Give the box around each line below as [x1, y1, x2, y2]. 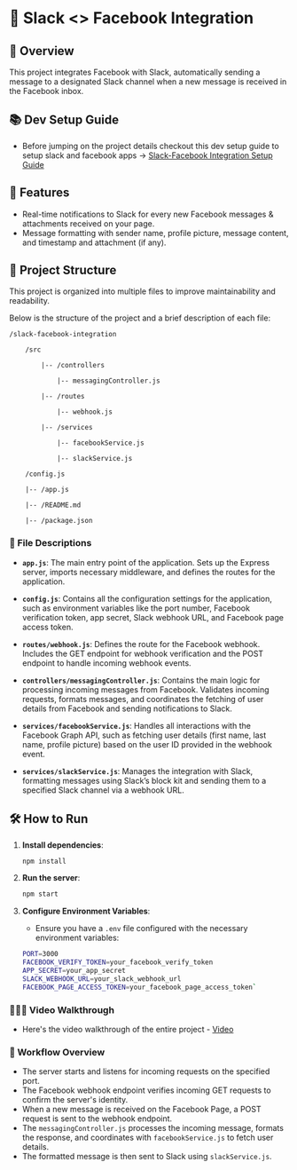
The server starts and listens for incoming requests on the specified [21, 1066, 270, 1077]
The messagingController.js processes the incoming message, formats [21, 1123, 284, 1134]
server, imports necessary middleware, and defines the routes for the [21, 566, 276, 577]
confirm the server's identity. [21, 1095, 129, 1105]
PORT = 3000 [21, 950, 59, 959]
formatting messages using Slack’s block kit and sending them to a [21, 775, 267, 786]
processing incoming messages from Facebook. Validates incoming [21, 684, 270, 695]
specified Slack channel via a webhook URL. [21, 785, 184, 795]
